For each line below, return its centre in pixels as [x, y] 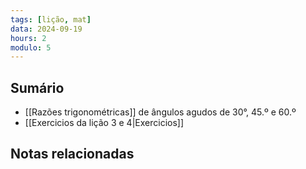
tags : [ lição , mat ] [51, 19]
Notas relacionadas [72, 154]
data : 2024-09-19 [46, 29]
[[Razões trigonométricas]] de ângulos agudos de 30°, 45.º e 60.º [160, 112]
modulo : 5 [31, 47]
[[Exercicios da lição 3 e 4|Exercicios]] [104, 123]
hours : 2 [28, 38]
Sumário [37, 87]
